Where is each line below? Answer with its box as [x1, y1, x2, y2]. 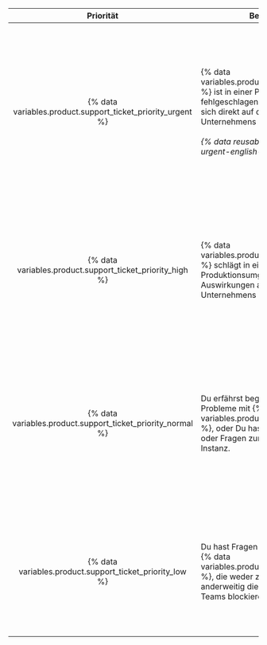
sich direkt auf [200, 107, 254, 117]
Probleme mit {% [200, 403, 264, 413]
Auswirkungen [200, 279, 256, 290]
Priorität [87, 10, 119, 21]
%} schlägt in [200, 260, 250, 270]
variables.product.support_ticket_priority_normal [12, 418, 193, 428]
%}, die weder [200, 571, 253, 582]
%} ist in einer [200, 87, 253, 97]
